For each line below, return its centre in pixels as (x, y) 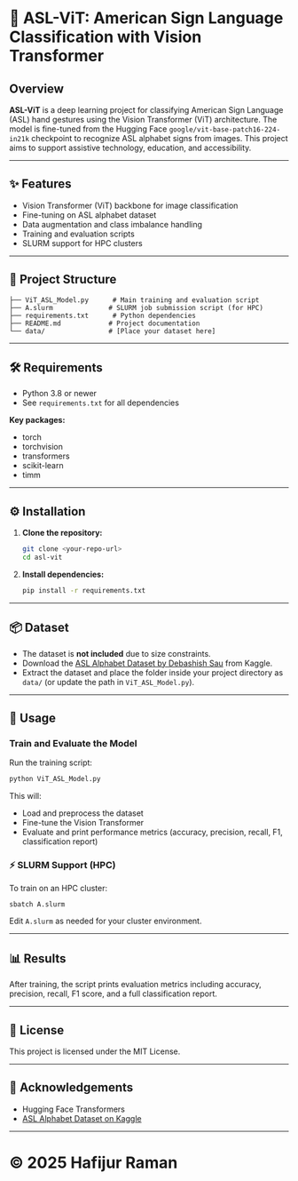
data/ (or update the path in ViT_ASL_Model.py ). (108, 682)
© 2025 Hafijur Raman (94, 1163)
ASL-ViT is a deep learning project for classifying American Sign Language (146, 110)
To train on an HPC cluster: (59, 888)
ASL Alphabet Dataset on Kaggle (82, 1118)
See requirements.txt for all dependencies (101, 403)
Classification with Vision (106, 37)
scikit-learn (43, 466)
